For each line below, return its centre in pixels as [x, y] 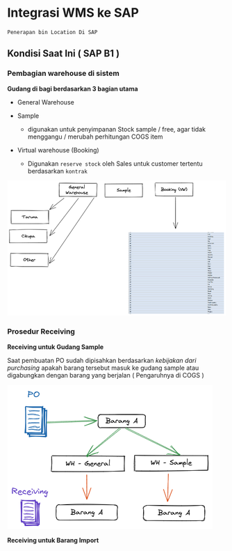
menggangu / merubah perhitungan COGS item [95, 137]
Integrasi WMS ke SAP [73, 13]
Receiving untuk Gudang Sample [56, 347]
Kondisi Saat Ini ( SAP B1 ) [64, 54]
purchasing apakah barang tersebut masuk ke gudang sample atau [103, 368]
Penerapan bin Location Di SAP [52, 32]
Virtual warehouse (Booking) [58, 150]
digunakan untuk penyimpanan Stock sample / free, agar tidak [117, 129]
